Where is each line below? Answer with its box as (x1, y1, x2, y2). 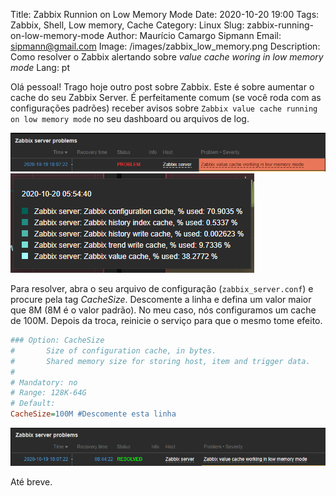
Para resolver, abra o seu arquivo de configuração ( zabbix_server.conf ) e (10, 283, 314, 295)
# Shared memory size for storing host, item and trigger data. (10, 356, 311, 366)
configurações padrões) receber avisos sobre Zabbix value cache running (10, 102, 318, 114)
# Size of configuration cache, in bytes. (10, 345, 217, 356)
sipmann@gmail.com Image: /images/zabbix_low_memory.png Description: (10, 40, 321, 52)
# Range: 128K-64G (10, 388, 87, 398)
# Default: (10, 399, 56, 409)
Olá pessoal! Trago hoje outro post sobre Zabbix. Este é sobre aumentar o (10, 81, 315, 93)
